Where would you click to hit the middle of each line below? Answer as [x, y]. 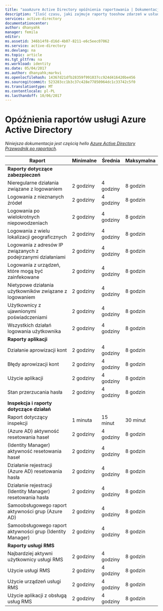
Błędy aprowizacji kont [33, 364]
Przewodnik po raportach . [31, 148]
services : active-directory [33, 19]
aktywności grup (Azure [35, 512]
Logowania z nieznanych [36, 197]
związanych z [23, 251]
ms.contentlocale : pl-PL [30, 91]
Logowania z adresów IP [35, 245]
